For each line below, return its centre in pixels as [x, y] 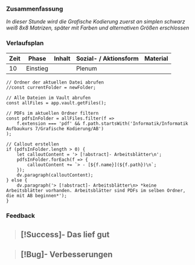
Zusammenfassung [35, 9]
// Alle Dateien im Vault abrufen [49, 98]
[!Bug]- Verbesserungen [67, 255]
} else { [17, 180]
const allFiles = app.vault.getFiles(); [57, 103]
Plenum [87, 68]
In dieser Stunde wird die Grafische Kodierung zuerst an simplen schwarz [96, 22]
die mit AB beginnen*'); [37, 196]
